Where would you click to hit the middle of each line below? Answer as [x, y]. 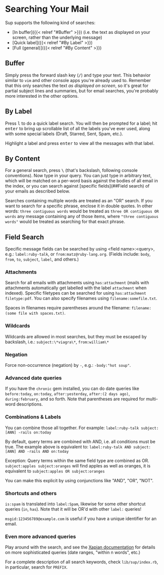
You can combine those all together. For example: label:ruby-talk [72, 428]
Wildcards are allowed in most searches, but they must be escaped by [76, 336]
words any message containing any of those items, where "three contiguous [82, 217]
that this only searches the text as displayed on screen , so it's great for [77, 85]
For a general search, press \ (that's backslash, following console [71, 170]
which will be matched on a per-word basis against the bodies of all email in [82, 181]
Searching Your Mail [47, 9]
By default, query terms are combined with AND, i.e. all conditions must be [80, 441]
